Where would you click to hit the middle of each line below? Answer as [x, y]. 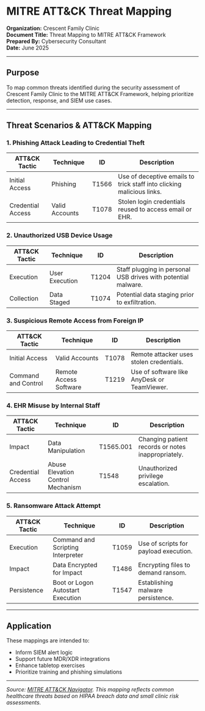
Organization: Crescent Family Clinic [53, 28]
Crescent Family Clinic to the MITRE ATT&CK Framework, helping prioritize [100, 94]
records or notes [162, 447]
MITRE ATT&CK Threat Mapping [89, 11]
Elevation [61, 472]
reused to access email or [155, 209]
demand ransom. [163, 572]
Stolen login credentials [152, 202]
